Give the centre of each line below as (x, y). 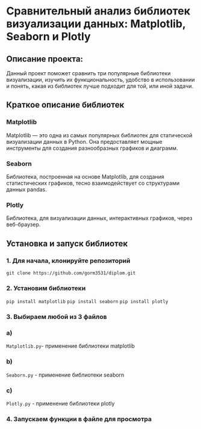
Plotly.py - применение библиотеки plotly (60, 404)
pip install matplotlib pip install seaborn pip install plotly (87, 302)
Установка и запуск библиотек (67, 243)
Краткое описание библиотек (65, 105)
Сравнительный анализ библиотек (98, 11)
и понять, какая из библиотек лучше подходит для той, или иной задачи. (100, 86)
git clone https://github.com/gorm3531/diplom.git (71, 273)
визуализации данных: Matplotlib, (96, 24)
